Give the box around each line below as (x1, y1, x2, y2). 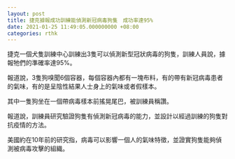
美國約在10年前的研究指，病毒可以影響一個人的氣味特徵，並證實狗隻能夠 (7, 136, 216, 144)
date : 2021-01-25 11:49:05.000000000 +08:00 (7, 23, 139, 30)
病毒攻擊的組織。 (19, 144, 69, 153)
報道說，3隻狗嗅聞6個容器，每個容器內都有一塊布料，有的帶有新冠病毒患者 (7, 74, 224, 82)
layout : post (7, 10, 45, 18)
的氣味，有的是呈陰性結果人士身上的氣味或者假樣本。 (7, 82, 161, 91)
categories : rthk (7, 29, 58, 37)
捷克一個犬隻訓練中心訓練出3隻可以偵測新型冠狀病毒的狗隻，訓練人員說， (7, 50, 220, 58)
